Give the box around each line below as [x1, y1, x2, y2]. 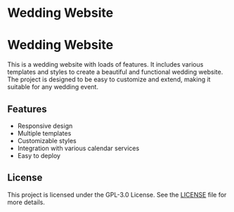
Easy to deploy [17, 151, 61, 159]
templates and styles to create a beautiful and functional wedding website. [7, 68, 223, 77]
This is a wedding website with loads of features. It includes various [7, 60, 204, 69]
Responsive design [17, 121, 73, 130]
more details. [7, 198, 46, 206]
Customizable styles [17, 136, 77, 145]
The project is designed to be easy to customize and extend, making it [7, 75, 211, 84]
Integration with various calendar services [17, 144, 140, 152]
